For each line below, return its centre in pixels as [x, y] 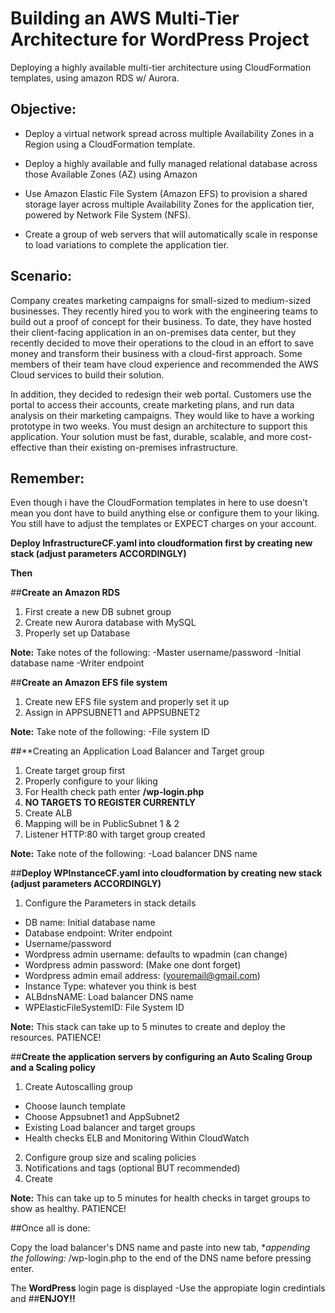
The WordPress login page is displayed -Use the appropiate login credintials [168, 1288]
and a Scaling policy [53, 1068]
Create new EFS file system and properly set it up [127, 702]
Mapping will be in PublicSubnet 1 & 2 [102, 824]
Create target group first [75, 771]
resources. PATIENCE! [56, 1038]
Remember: [47, 478]
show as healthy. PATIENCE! [68, 1209]
